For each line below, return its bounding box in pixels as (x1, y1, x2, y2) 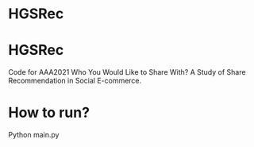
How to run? (8, 104, 90, 122)
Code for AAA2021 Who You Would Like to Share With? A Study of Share (8, 68, 246, 77)
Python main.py (8, 130, 60, 140)
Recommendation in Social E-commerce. (8, 76, 142, 86)
